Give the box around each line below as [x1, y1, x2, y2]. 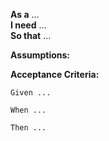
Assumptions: [10, 49, 71, 61]
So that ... [10, 30, 52, 41]
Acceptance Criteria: [10, 69, 100, 80]
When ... [10, 105, 47, 115]
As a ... [10, 9, 40, 20]
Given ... [10, 88, 52, 98]
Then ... [10, 123, 47, 133]
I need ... [10, 19, 47, 31]
